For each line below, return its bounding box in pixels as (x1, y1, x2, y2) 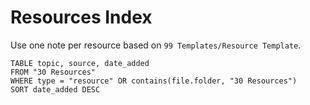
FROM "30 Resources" (10, 67, 97, 77)
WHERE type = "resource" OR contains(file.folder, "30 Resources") (10, 76, 298, 86)
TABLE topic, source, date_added (10, 58, 150, 68)
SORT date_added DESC (10, 84, 101, 95)
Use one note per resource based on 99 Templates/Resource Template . (10, 39, 302, 51)
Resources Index (10, 6, 153, 29)
